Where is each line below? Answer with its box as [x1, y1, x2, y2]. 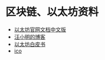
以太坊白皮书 [14, 41, 45, 48]
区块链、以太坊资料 [5, 5, 99, 19]
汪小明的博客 [14, 33, 45, 40]
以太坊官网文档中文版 [14, 26, 66, 33]
